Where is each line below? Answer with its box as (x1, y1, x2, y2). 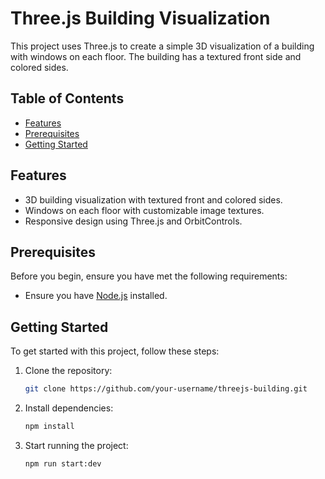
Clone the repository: (24, 365, 113, 377)
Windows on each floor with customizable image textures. (24, 204, 265, 216)
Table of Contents (10, 90, 125, 107)
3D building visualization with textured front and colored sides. (24, 193, 283, 206)
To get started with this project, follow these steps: (10, 345, 220, 357)
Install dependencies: (24, 402, 114, 414)
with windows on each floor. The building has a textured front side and (10, 50, 302, 62)
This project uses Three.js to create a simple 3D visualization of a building (10, 40, 315, 52)
